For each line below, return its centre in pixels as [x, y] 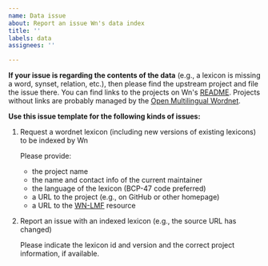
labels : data [30, 38]
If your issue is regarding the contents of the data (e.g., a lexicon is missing [134, 75]
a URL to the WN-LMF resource [84, 206]
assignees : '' [32, 46]
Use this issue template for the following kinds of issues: [104, 116]
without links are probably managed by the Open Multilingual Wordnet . [125, 101]
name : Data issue [37, 16]
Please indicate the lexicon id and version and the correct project [127, 245]
